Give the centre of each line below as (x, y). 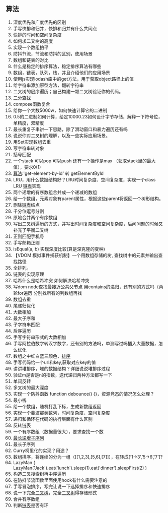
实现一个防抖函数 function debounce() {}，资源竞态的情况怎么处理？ (84, 394)
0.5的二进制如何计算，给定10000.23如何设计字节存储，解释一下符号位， (88, 116)
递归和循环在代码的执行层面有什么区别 (53, 419)
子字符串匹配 (26, 325)
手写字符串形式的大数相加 (39, 337)
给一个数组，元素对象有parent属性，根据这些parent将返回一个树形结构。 (88, 199)
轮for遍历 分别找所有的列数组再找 (48, 293)
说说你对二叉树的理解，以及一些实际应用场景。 (61, 136)
